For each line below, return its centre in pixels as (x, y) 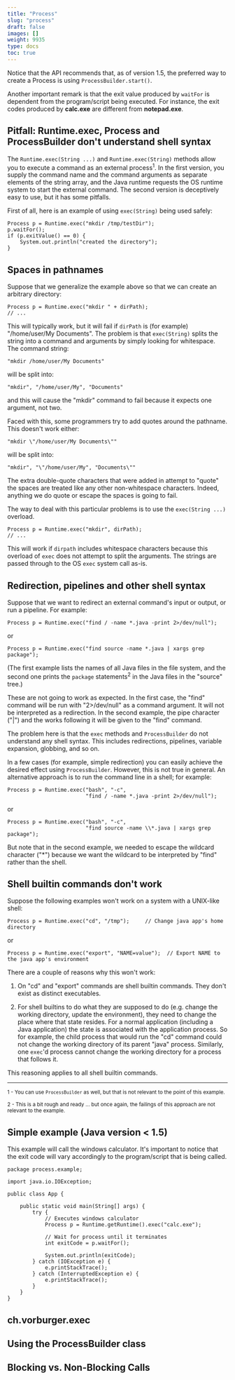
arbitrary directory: (34, 294)
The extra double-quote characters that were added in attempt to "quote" (113, 481)
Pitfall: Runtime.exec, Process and (84, 131)
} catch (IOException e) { (72, 1262)
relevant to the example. (36, 1111)
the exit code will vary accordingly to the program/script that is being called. (117, 1157)
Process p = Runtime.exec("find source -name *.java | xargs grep (106, 649)
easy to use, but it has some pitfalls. (59, 197)
